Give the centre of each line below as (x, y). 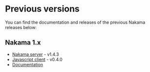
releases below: (21, 27)
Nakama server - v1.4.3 (36, 54)
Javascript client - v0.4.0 (37, 59)
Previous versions (42, 9)
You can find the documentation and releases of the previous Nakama (75, 22)
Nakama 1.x (23, 43)
